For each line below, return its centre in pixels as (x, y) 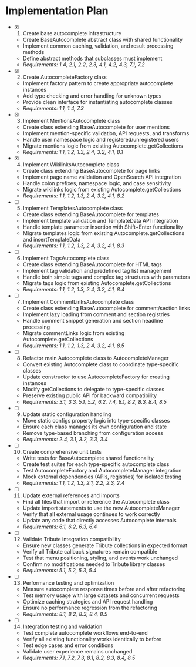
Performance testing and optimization (68, 582)
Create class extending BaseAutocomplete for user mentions (96, 127)
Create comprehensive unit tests (62, 451)
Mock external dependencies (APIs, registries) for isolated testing (102, 477)
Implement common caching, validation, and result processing (98, 46)
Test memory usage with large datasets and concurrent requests (101, 595)
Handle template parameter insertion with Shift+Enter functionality (103, 227)
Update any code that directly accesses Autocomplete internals (99, 520)
